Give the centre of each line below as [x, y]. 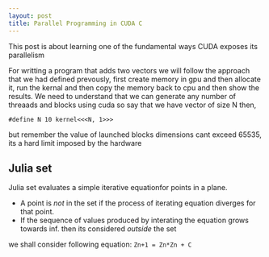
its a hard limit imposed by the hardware [75, 143]
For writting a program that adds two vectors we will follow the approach [129, 70]
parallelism [27, 55]
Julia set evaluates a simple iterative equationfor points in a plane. [118, 188]
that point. [37, 212]
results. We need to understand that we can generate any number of [122, 96]
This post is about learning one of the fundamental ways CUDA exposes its [133, 46]
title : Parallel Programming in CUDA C [76, 23]
